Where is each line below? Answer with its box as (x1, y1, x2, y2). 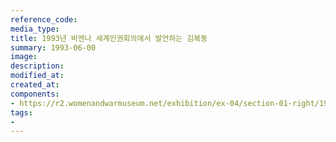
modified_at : (10, 71, 65, 81)
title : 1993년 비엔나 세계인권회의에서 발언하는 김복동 (10, 33, 208, 43)
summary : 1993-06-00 (10, 42, 97, 53)
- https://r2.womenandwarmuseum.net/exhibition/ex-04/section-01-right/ (10, 98, 320, 108)
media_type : (10, 24, 60, 34)
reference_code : (10, 14, 78, 25)
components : (10, 89, 60, 99)
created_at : (10, 80, 60, 90)
